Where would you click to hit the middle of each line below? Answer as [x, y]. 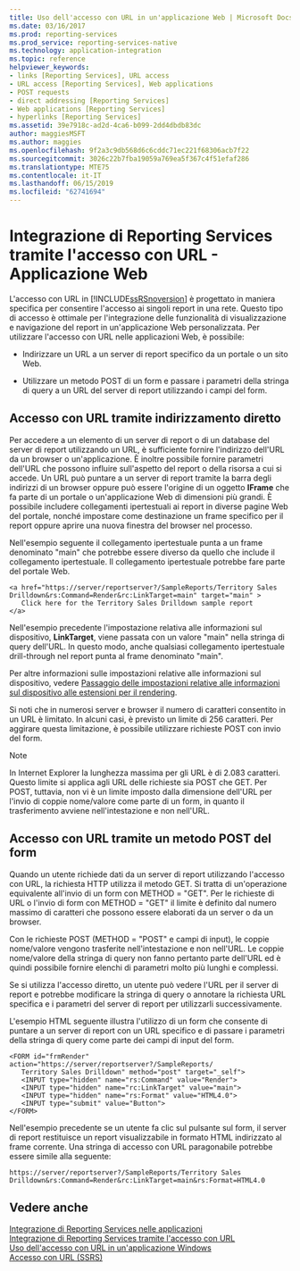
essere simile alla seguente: [60, 1156]
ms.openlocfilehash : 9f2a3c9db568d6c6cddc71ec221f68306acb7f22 [129, 150]
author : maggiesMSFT [48, 134]
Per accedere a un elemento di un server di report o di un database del [139, 439]
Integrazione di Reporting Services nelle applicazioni [106, 1229]
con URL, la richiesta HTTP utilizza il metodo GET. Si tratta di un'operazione [148, 883]
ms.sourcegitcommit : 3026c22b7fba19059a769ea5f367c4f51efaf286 [129, 159]
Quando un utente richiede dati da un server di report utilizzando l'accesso [147, 874]
